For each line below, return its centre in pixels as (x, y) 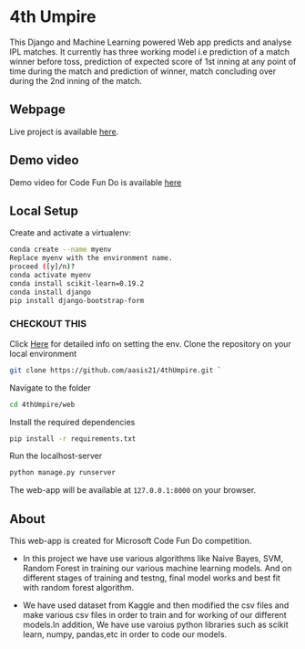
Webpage (37, 110)
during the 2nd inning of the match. (76, 80)
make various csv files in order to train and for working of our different (154, 615)
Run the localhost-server (56, 456)
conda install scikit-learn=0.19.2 (77, 283)
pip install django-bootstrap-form (77, 300)
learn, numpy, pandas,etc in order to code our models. (125, 634)
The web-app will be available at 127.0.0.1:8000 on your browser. (133, 490)
